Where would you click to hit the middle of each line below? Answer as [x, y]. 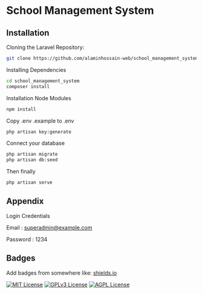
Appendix [25, 201]
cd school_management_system [43, 81]
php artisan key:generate [39, 132]
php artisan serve [29, 183]
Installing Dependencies [36, 69]
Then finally [21, 171]
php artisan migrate [32, 155]
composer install [28, 86]
